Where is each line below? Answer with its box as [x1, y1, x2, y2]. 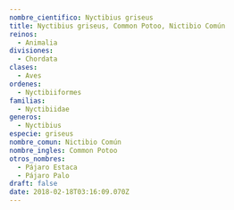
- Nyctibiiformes [17, 88, 82, 97]
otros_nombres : [9, 154, 66, 164]
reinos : [9, 29, 38, 38]
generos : [9, 113, 42, 122]
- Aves [17, 71, 42, 80]
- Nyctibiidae [17, 105, 70, 113]
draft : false [9, 180, 58, 189]
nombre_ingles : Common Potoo [9, 146, 118, 155]
